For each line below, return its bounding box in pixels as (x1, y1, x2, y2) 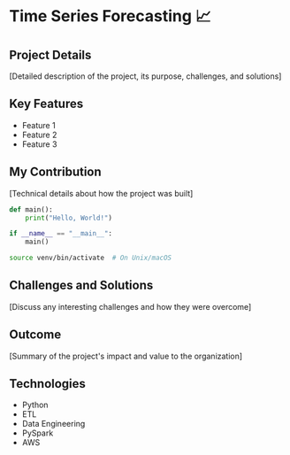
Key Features (9, 96, 84, 112)
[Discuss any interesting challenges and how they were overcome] (9, 301, 252, 312)
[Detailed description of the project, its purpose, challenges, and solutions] (9, 71, 282, 81)
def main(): (9, 204, 53, 214)
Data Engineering (21, 419, 86, 429)
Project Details (9, 47, 92, 62)
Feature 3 (21, 138, 57, 150)
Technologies (9, 376, 87, 391)
